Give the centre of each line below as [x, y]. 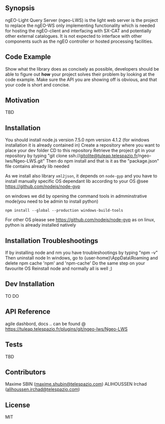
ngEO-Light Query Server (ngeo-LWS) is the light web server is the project [82, 20]
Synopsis [20, 8]
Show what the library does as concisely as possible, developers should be [82, 69]
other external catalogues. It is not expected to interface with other [74, 36]
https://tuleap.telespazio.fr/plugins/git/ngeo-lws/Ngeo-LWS [66, 329]
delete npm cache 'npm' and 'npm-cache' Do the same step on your [75, 263]
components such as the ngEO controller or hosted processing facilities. [79, 41]
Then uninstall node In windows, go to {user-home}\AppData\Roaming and [82, 258]
